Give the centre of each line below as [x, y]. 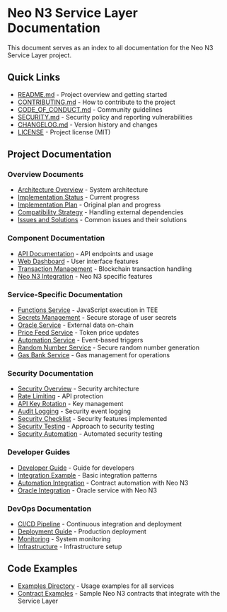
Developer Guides [39, 452]
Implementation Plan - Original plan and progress [89, 205]
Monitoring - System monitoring [64, 538]
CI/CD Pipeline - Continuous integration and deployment [100, 524]
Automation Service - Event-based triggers [80, 340]
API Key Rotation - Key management [70, 404]
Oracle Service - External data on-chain [76, 325]
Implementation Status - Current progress [78, 197]
